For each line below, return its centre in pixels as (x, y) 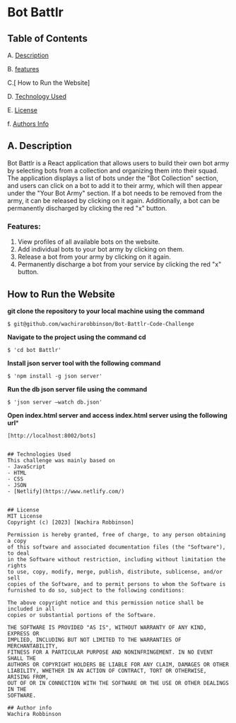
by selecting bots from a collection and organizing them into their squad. (113, 170)
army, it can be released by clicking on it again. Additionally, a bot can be (114, 200)
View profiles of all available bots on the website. (89, 242)
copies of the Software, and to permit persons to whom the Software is (117, 584)
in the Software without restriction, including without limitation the (117, 559)
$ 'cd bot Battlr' (34, 350)
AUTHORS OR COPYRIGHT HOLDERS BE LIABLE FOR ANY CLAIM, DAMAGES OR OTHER (118, 664)
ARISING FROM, (28, 677)
